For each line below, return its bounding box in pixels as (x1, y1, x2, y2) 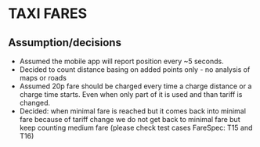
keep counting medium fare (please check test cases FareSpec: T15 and (19, 123, 253, 132)
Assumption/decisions (8, 36, 121, 49)
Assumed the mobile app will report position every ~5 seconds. (19, 56, 225, 66)
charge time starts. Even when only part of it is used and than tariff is (19, 90, 243, 99)
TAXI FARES (8, 5, 88, 23)
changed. (19, 99, 51, 107)
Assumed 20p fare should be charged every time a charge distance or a (19, 81, 252, 91)
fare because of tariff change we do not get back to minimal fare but (19, 115, 240, 124)
